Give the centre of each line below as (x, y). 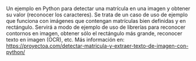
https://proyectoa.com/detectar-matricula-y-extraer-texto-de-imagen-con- (97, 46)
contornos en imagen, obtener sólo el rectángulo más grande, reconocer (94, 33)
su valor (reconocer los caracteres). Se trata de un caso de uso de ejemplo (97, 15)
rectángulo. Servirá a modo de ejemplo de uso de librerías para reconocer (96, 27)
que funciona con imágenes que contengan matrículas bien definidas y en (96, 21)
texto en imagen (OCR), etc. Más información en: (65, 40)
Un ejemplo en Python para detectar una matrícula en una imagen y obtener (98, 9)
